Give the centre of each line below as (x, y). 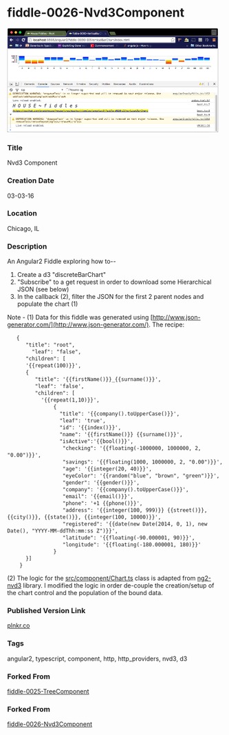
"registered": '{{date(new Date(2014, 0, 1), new (135, 524)
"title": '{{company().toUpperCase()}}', (120, 414)
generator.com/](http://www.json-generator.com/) (78, 324)
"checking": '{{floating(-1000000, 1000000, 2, (132, 448)
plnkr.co (19, 625)
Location (22, 214)
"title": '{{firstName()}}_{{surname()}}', (98, 380)
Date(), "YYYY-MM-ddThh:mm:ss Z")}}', (63, 531)
